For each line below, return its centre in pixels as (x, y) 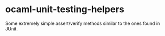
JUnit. (11, 28)
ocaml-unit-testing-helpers (65, 9)
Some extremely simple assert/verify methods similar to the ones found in (83, 23)
